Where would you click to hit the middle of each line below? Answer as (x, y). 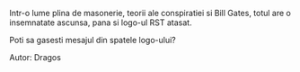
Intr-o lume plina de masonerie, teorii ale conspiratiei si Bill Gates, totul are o (150, 13)
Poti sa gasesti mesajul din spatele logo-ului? (93, 40)
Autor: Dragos (35, 57)
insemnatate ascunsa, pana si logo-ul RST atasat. (101, 22)
